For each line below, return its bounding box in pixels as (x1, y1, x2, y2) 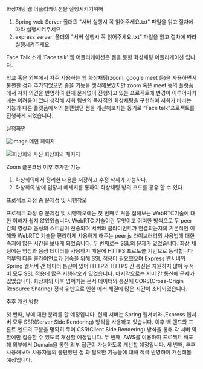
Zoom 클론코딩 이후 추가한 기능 (6, 163, 80, 171)
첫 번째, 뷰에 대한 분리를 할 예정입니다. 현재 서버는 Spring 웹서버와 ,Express (6, 311, 185, 318)
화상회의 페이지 (44, 151, 80, 157)
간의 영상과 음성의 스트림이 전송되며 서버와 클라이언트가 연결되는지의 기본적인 (6, 224, 189, 232)
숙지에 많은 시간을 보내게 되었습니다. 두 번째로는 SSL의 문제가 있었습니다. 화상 (6, 240, 190, 247)
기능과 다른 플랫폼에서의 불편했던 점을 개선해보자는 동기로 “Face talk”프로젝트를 (6, 105, 195, 111)
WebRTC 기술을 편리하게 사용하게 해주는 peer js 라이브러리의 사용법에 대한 (17, 232, 195, 239)
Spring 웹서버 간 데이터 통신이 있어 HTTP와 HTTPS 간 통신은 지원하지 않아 (6, 263, 183, 269)
